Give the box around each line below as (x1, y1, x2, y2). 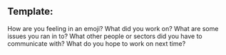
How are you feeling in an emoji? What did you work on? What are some (7, 24, 219, 32)
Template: (7, 6, 53, 18)
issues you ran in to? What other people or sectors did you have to (7, 32, 203, 40)
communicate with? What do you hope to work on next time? (7, 39, 186, 48)
